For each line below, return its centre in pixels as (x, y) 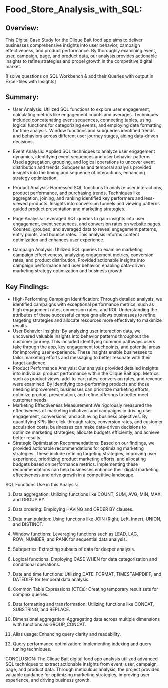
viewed (20, 203)
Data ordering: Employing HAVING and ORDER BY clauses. (73, 509)
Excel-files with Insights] (31, 82)
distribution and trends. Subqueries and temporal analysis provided (82, 167)
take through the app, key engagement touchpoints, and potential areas (86, 347)
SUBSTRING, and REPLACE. (41, 609)
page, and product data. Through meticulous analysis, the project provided (83, 669)
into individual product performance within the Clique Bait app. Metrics (86, 373)
